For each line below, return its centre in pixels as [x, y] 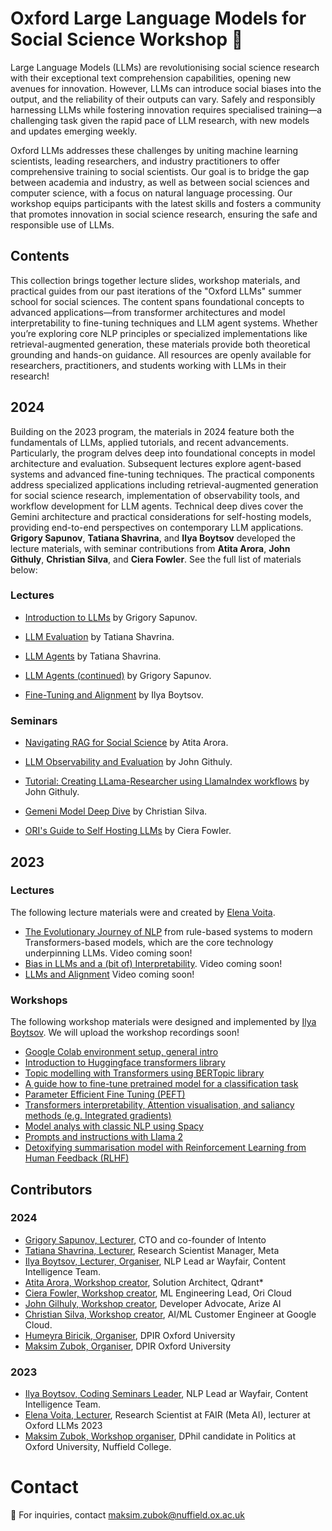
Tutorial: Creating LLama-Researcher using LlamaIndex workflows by [167, 781]
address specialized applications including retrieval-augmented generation [164, 484]
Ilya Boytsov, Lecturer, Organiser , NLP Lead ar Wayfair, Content [155, 1261]
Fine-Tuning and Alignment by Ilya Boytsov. [114, 694]
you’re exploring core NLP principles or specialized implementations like [159, 333]
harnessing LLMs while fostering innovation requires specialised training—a [166, 109]
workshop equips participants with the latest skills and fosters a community [166, 203]
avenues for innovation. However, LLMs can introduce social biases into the [166, 88]
